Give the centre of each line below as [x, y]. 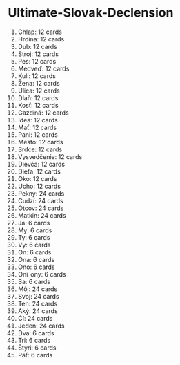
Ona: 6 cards [36, 259]
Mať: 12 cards [37, 127]
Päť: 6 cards [35, 355]
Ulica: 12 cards [39, 91]
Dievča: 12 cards [41, 164]
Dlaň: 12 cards [38, 97]
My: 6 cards [35, 230]
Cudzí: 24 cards [41, 200]
